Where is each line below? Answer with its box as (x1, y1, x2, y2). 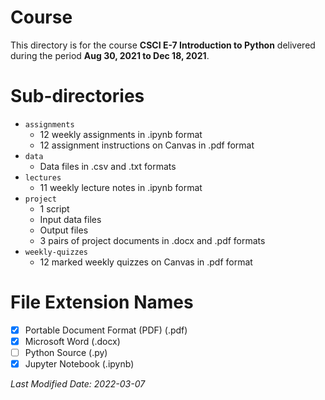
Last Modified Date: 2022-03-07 (10, 378, 146, 390)
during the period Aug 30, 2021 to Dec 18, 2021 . (10, 49, 210, 61)
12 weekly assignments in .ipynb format (39, 128, 203, 140)
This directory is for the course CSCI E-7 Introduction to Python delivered (10, 39, 316, 51)
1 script (39, 202, 70, 215)
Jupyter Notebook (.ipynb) (24, 358, 135, 370)
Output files (39, 224, 89, 236)
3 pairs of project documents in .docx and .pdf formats (39, 234, 266, 246)
